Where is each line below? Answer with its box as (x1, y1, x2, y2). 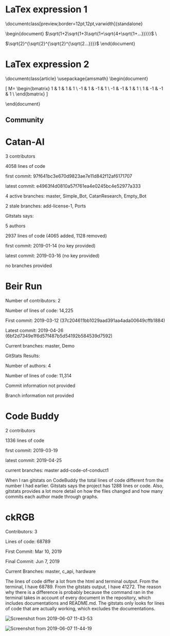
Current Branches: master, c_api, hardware (5, 568, 96, 574)
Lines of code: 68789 (5, 538, 51, 545)
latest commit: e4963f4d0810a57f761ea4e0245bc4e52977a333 (5, 183, 141, 189)
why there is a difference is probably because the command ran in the (5, 589, 154, 595)
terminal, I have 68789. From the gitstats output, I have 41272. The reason (5, 584, 162, 590)
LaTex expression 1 (5, 4, 88, 15)
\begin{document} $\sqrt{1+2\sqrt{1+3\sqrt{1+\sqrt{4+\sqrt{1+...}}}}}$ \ (5, 30, 157, 36)
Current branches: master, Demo (5, 343, 75, 349)
